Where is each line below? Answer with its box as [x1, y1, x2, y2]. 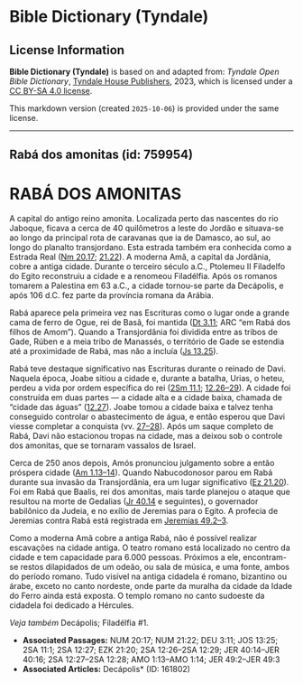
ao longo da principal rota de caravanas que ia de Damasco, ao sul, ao [9, 232, 271, 243]
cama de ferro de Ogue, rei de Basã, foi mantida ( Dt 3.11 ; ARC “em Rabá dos [9, 317, 291, 328]
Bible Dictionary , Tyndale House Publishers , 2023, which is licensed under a [9, 76, 293, 87]
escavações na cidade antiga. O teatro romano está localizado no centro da [9, 542, 290, 553]
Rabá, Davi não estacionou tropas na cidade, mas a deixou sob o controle [9, 431, 283, 442]
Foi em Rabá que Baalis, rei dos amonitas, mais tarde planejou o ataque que [9, 486, 290, 498]
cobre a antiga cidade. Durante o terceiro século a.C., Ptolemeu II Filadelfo [9, 261, 286, 272]
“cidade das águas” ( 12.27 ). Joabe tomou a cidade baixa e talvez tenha [9, 402, 273, 413]
